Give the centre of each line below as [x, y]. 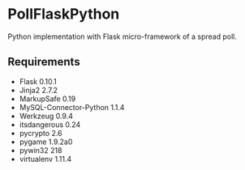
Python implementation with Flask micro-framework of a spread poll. [122, 36]
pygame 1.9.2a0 [46, 142]
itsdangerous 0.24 [50, 124]
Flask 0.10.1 [38, 81]
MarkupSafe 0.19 [47, 99]
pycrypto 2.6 [41, 133]
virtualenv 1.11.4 [45, 159]
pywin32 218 [41, 150]
